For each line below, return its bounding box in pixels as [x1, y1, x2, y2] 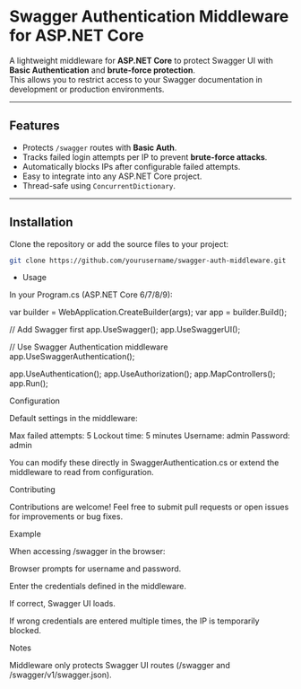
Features [9, 119, 60, 134]
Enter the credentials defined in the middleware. [9, 581, 186, 592]
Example [9, 528, 42, 540]
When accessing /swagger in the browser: [9, 546, 166, 557]
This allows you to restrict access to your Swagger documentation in [9, 74, 262, 84]
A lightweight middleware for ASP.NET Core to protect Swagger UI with [9, 55, 273, 66]
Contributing [9, 484, 56, 495]
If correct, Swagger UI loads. [9, 598, 116, 609]
